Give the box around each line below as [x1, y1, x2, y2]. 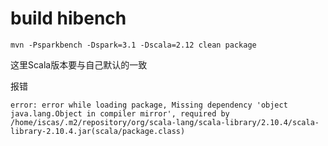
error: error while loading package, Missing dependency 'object [10, 100, 288, 110]
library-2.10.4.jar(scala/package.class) [10, 126, 186, 136]
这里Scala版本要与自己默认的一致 [10, 58, 148, 71]
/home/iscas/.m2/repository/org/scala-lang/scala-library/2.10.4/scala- [10, 117, 320, 127]
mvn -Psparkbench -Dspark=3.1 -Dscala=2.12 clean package [10, 40, 257, 50]
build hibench [10, 7, 127, 30]
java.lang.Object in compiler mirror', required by [10, 108, 230, 119]
